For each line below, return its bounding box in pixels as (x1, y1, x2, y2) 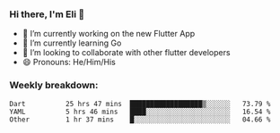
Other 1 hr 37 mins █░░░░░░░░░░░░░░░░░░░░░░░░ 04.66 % (9, 115, 271, 124)
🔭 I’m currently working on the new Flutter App (22, 29, 196, 39)
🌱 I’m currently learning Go (22, 37, 122, 48)
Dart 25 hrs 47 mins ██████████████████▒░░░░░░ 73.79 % (9, 99, 271, 108)
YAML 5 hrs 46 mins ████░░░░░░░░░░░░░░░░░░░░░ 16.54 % (9, 107, 271, 116)
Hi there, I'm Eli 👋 (9, 8, 85, 21)
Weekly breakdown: (9, 79, 99, 92)
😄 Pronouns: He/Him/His (22, 57, 117, 68)
